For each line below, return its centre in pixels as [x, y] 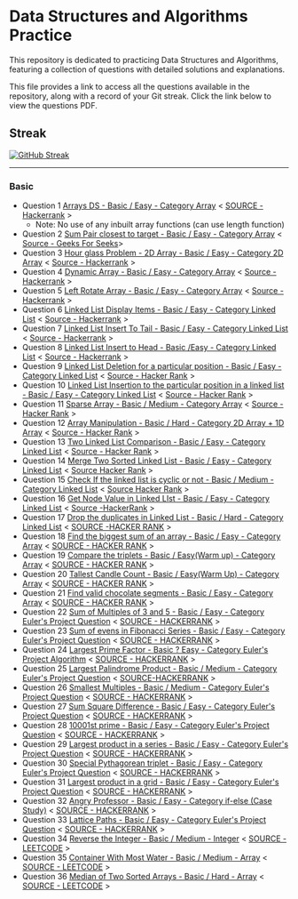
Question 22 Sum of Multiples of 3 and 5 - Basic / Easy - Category [143, 612]
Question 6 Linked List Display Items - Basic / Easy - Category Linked [149, 309]
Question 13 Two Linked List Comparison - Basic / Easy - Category [144, 442]
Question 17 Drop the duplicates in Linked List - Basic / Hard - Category [153, 518]
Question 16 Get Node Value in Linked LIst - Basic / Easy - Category [146, 499]
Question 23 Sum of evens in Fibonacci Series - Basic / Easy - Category [153, 631]
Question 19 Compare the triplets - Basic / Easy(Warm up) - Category [149, 555]
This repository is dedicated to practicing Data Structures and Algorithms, [144, 60]
